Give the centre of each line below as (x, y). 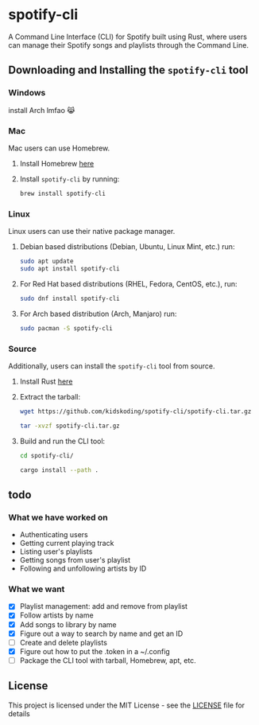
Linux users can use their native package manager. (92, 232)
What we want (37, 589)
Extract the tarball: (50, 396)
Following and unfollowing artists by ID (83, 569)
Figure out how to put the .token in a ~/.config (95, 651)
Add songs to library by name (68, 624)
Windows (27, 93)
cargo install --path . (59, 470)
